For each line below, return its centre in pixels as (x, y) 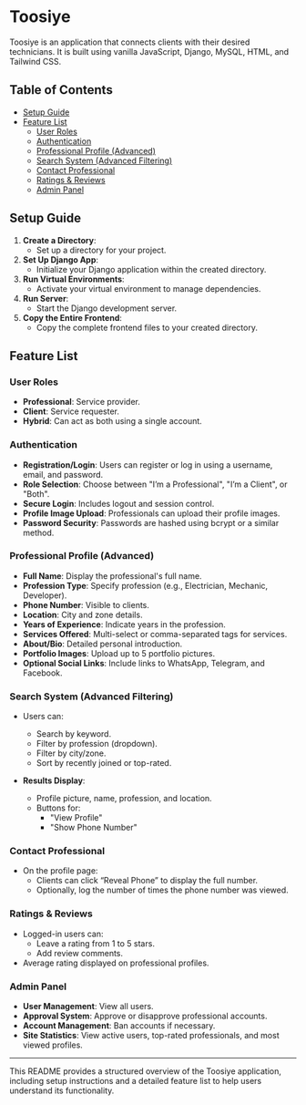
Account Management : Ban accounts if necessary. (119, 1026)
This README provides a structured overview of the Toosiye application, (146, 1071)
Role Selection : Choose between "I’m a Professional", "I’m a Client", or (155, 484)
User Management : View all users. (88, 1007)
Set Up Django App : (60, 259)
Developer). (45, 595)
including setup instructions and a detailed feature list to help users (136, 1081)
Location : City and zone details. (82, 614)
